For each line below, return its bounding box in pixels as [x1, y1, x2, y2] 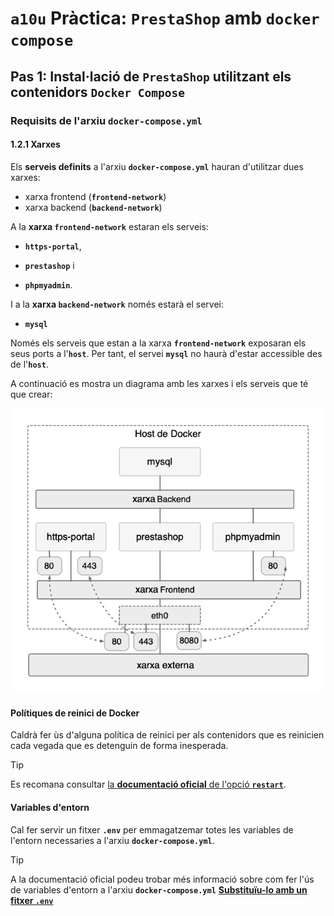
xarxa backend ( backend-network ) [24, 201, 163, 213]
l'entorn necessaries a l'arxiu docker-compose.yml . [10, 834, 215, 846]
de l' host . [10, 358, 49, 370]
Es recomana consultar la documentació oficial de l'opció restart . [10, 778, 287, 791]
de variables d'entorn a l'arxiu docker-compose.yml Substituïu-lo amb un [10, 883, 308, 896]
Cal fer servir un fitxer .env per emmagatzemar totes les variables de [10, 823, 294, 836]
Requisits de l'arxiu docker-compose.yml [10, 113, 203, 127]
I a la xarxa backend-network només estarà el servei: [10, 298, 224, 310]
